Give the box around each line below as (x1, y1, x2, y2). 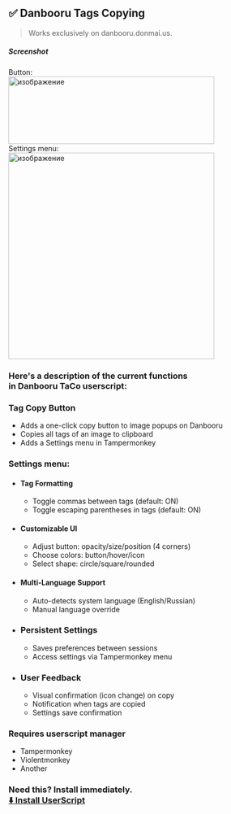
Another (19, 764, 48, 773)
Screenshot (8, 46, 49, 56)
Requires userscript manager (8, 728, 126, 739)
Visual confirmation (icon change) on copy (32, 690, 175, 700)
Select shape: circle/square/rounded (32, 559, 155, 568)
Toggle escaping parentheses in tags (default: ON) (32, 505, 202, 515)
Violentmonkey (19, 755, 71, 765)
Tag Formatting (19, 478, 73, 488)
